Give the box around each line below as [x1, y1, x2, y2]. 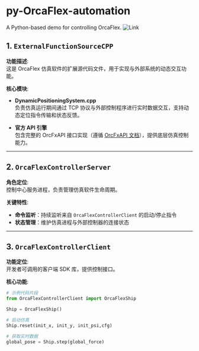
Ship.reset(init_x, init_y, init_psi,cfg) [6, 322, 113, 328]
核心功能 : [6, 278, 29, 286]
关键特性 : [6, 198, 29, 205]
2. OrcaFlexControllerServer [6, 162, 111, 172]
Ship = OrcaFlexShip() [6, 306, 62, 312]
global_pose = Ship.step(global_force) [6, 339, 105, 345]
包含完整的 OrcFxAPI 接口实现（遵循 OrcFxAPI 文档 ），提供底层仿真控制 [14, 131, 189, 138]
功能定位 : [6, 258, 29, 265]
